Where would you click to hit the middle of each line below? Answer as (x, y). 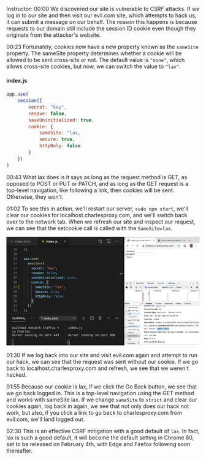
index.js (17, 80)
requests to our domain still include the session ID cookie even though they (101, 28)
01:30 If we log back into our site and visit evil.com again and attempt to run (102, 355)
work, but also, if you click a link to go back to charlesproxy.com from (94, 413)
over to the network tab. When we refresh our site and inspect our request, (101, 222)
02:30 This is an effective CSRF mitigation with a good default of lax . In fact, (103, 431)
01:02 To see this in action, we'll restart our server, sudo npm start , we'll (97, 209)
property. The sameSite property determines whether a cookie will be (94, 53)
